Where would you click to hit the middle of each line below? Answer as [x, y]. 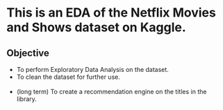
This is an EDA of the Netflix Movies [111, 13]
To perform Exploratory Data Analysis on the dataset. [93, 70]
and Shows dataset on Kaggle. [97, 27]
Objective [28, 53]
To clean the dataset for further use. [68, 77]
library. [27, 99]
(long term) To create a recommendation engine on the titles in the [111, 92]
